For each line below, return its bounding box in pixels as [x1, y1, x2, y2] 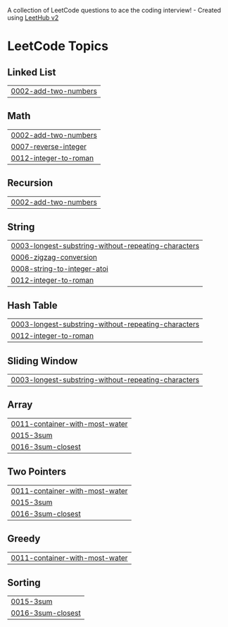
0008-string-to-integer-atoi [11, 264, 109, 274]
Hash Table [7, 299, 58, 311]
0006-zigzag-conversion [11, 252, 97, 262]
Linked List [7, 66, 56, 78]
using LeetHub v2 [7, 13, 59, 22]
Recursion [7, 177, 53, 189]
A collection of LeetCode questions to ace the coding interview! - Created [7, 6, 222, 14]
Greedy [7, 532, 41, 545]
